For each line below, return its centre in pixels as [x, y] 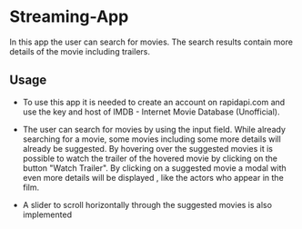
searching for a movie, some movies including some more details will [152, 139]
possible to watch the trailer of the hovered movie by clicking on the [150, 158]
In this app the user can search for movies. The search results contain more [151, 42]
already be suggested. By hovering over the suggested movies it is [147, 148]
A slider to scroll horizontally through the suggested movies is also [147, 204]
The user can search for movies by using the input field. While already [154, 129]
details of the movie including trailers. [80, 51]
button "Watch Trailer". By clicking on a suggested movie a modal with [154, 168]
